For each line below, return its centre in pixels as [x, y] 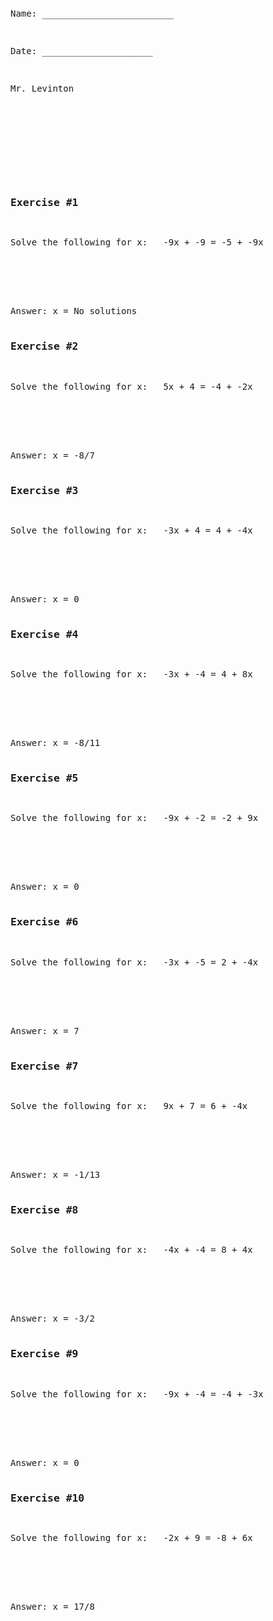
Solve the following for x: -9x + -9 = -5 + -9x [137, 242]
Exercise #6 [44, 922]
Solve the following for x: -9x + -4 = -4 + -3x [137, 1394]
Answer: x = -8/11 [55, 743]
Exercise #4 [44, 634]
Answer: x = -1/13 [55, 1175]
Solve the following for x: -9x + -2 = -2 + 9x [134, 818]
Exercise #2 [44, 346]
